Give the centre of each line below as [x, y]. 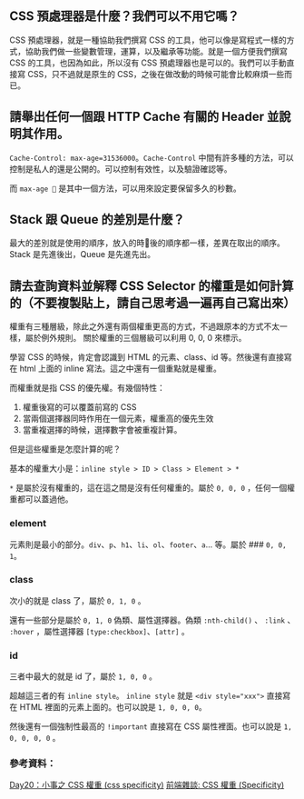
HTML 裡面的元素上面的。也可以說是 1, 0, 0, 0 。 [113, 707]
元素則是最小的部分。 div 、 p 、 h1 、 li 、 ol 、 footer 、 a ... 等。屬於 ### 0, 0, [148, 544]
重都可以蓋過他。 [41, 499]
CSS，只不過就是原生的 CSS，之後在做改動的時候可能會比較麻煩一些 [156, 74]
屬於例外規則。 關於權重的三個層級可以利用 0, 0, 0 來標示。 [136, 338]
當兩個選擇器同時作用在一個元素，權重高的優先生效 [118, 419]
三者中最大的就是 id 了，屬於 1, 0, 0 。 [83, 676]
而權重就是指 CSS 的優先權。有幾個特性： [88, 388]
